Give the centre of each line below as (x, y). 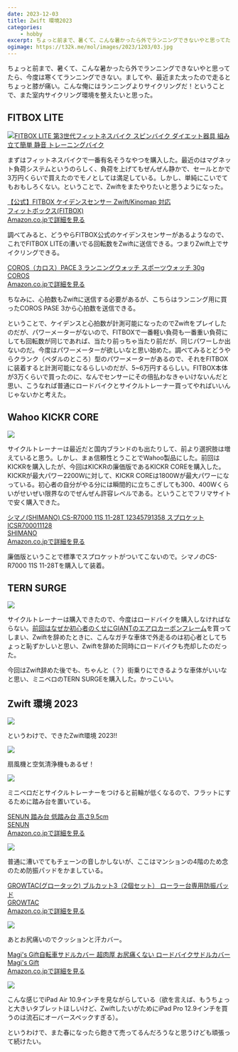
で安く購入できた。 (36, 502)
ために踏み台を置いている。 (54, 801)
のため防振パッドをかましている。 (57, 870)
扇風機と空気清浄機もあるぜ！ (51, 764)
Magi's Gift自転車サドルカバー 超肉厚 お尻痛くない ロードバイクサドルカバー (119, 954)
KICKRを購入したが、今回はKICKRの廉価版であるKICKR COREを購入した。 (116, 467)
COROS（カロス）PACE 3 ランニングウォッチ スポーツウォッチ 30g (106, 267)
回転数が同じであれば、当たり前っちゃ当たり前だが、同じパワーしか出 (128, 341)
